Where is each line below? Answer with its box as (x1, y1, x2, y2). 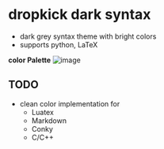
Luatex (31, 107, 54, 117)
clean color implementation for (19, 99, 120, 108)
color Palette (8, 55, 51, 65)
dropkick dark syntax (8, 6, 151, 24)
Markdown (31, 116, 67, 125)
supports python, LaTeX (19, 39, 98, 49)
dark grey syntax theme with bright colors (19, 32, 157, 41)
